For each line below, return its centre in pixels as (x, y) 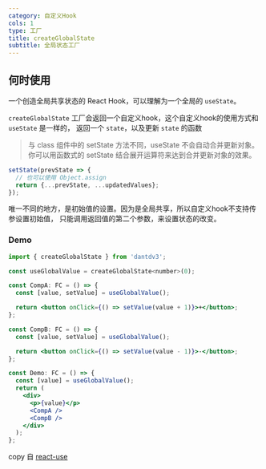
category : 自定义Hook (42, 16)
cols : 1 (21, 23)
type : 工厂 (25, 30)
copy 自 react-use (38, 457)
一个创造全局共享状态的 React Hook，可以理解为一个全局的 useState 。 (125, 100)
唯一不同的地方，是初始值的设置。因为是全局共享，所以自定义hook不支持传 (132, 208)
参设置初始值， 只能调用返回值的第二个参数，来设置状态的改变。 (115, 219)
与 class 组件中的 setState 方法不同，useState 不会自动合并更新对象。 (143, 144)
